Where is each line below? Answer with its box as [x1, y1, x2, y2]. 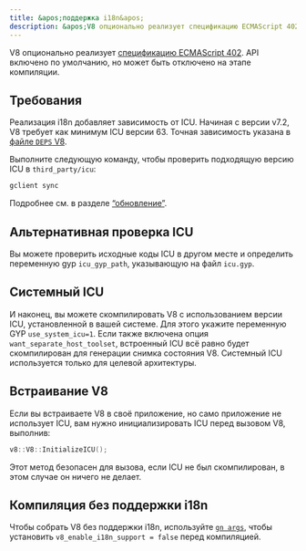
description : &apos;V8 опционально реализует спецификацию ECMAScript [9, 22, 283, 31]
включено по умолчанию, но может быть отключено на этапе [9, 57, 252, 68]
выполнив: [9, 427, 51, 438]
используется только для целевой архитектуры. [9, 357, 198, 368]
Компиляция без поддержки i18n [9, 497, 209, 513]
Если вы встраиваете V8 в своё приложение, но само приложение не [9, 408, 282, 419]
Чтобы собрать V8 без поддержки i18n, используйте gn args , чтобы [9, 522, 273, 533]
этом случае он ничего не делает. [9, 471, 142, 482]
